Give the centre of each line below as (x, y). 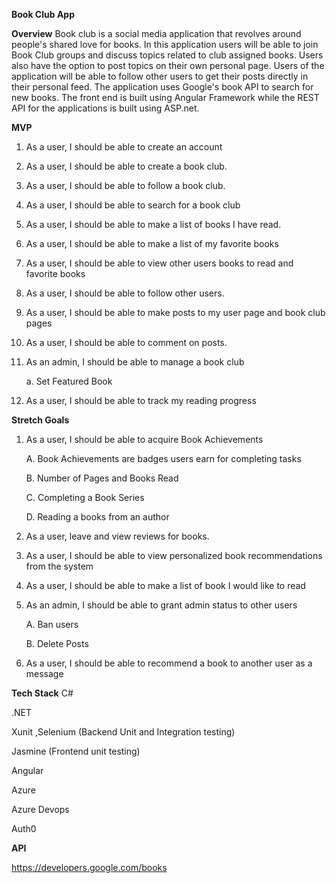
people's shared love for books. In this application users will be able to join (165, 44)
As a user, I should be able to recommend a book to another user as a (169, 663)
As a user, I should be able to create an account (124, 147)
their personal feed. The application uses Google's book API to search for (162, 87)
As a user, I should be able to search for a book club (133, 205)
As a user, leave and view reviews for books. (117, 536)
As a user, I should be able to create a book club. (126, 166)
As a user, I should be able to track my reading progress (141, 400)
